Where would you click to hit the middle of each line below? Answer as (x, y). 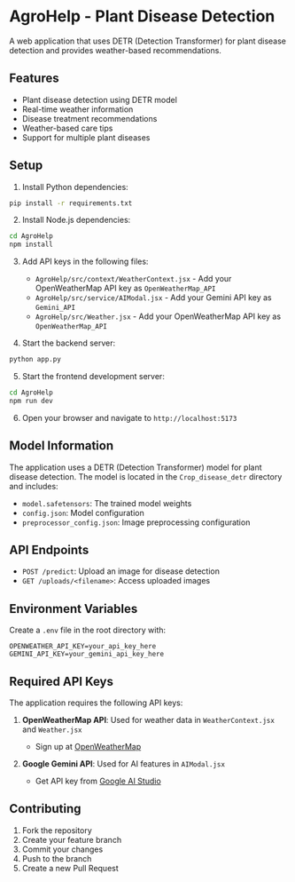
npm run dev (31, 401)
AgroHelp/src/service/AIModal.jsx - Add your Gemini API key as (153, 298)
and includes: (34, 486)
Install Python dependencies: (75, 187)
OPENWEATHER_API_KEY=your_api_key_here (83, 647)
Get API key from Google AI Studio (98, 781)
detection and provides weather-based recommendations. (115, 50)
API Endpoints (49, 550)
